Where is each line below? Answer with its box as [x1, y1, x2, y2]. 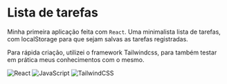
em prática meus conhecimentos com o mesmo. [7, 55, 145, 63]
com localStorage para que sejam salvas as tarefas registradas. [7, 34, 188, 43]
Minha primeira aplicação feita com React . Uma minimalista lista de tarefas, [7, 28, 221, 36]
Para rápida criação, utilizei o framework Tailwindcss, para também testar [7, 48, 217, 56]
